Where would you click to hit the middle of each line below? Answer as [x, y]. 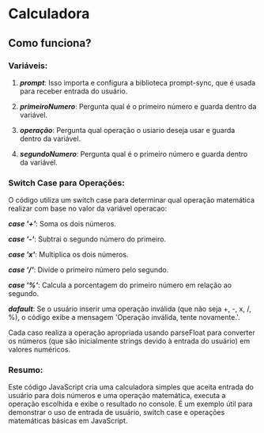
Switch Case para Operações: [66, 183]
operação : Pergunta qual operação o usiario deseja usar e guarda [127, 130]
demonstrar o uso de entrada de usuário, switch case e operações [117, 412]
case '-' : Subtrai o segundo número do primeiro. [87, 239]
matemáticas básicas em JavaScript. [68, 421]
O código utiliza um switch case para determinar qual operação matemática [132, 200]
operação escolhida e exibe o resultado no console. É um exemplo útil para [130, 404]
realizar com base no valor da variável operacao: [88, 209]
